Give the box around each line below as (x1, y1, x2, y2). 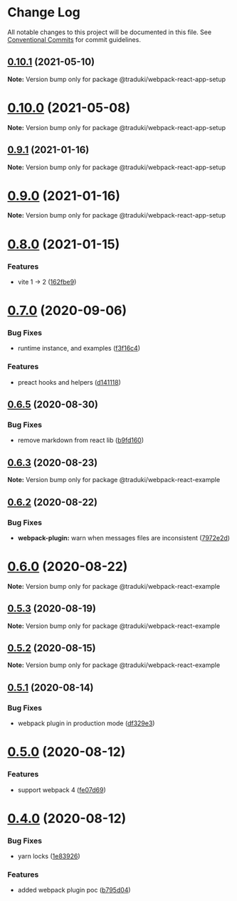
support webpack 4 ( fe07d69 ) (17, 785, 106, 794)
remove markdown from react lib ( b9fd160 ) (17, 436, 144, 444)
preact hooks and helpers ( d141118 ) (17, 378, 121, 386)
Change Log (7, 4, 80, 21)
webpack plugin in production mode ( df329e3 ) (17, 719, 155, 727)
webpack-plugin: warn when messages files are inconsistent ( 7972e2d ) (17, 533, 230, 542)
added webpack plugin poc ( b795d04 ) (17, 886, 131, 895)
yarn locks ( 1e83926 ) (17, 852, 80, 860)
